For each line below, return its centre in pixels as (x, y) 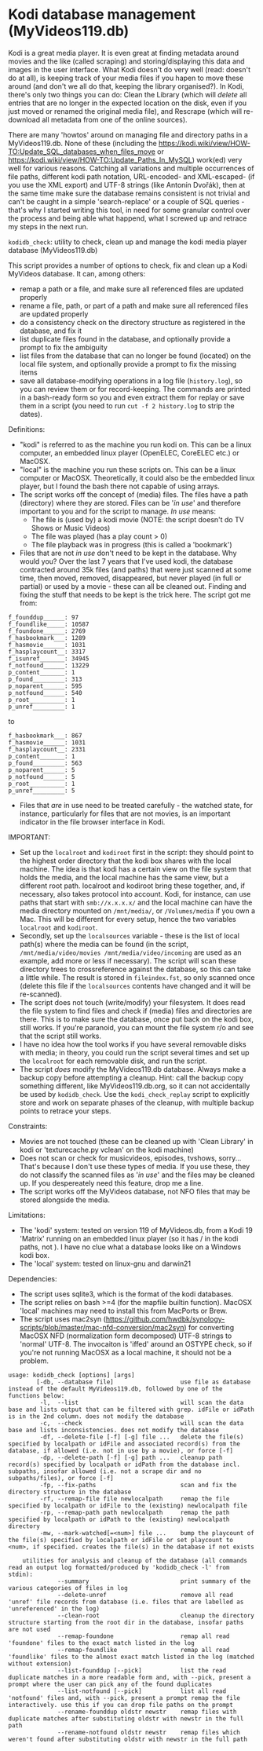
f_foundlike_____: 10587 (49, 624)
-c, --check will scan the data (142, 1423)
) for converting (209, 1327)
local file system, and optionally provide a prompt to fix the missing (128, 364)
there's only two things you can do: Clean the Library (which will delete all (128, 94)
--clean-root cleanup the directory (156, 1615)
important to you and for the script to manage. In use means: (117, 511)
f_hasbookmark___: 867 (45, 736)
